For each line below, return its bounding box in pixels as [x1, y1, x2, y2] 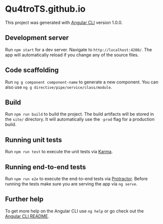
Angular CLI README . [5, 213, 49, 219]
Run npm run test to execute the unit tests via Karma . [5, 149, 113, 155]
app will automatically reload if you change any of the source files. [5, 52, 139, 58]
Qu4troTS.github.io [5, 3, 86, 15]
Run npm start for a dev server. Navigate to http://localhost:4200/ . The [5, 46, 152, 52]
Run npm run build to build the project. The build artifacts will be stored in [5, 111, 154, 117]
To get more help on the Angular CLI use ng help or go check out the [5, 208, 144, 214]
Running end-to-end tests [5, 163, 86, 171]
